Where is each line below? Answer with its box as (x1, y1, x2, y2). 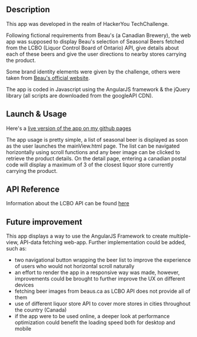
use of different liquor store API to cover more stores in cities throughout (14, 300, 191, 308)
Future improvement (6, 217, 82, 227)
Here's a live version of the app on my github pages (6, 125, 131, 132)
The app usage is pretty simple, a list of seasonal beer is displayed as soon (6, 136, 188, 143)
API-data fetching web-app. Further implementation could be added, (19, 239, 186, 246)
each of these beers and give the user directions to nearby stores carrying (6, 50, 186, 58)
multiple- (169, 232, 191, 240)
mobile (14, 325, 31, 332)
